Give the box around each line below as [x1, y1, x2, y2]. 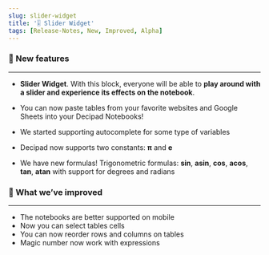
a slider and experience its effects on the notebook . [19, 87, 195, 97]
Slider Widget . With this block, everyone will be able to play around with [19, 79, 261, 88]
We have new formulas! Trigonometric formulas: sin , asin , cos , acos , [19, 158, 248, 168]
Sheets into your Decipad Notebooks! [19, 111, 144, 121]
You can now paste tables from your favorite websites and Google [19, 103, 239, 112]
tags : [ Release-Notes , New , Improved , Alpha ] [8, 26, 163, 34]
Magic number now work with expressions [19, 237, 160, 247]
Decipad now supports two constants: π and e [19, 142, 173, 152]
